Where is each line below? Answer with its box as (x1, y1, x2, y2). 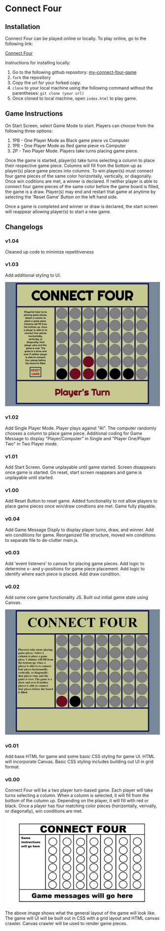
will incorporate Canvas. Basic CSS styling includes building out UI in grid (5, 759, 154, 764)
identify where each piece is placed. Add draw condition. (5, 571, 121, 577)
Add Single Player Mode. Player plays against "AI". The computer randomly (5, 425, 157, 431)
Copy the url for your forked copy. (12, 80, 82, 85)
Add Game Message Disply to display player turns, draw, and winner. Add (5, 527, 154, 533)
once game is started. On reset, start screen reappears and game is (5, 469, 142, 475)
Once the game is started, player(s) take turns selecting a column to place (5, 157, 155, 163)
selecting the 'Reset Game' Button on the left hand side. (5, 194, 118, 199)
